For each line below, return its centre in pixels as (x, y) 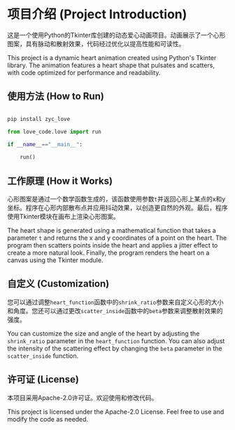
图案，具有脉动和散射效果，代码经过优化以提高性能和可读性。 (96, 43)
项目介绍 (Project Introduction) (97, 14)
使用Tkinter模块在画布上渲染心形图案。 (64, 216)
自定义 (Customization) (58, 284)
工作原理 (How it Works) (60, 181)
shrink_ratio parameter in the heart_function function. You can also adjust (116, 341)
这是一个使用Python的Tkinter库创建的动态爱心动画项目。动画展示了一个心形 (116, 35)
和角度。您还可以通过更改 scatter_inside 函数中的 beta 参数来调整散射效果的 (115, 310)
